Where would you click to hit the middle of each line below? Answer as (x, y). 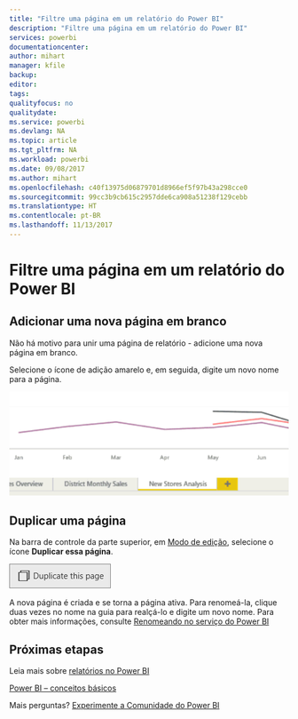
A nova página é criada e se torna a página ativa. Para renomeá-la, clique (143, 603)
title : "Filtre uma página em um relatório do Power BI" (117, 19)
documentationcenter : (49, 47)
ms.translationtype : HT (53, 206)
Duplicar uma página (68, 520)
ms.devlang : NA (37, 132)
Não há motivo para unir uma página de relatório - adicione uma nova (136, 343)
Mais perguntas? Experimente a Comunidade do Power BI (114, 706)
